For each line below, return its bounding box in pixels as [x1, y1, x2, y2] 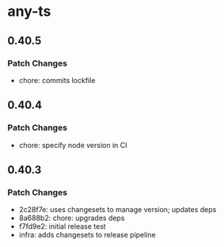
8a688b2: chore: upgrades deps [18, 213, 125, 223]
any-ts [7, 2, 51, 21]
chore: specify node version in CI [18, 140, 127, 150]
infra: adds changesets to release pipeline [18, 230, 156, 240]
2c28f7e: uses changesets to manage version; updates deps [18, 205, 217, 215]
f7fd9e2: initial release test [18, 222, 106, 231]
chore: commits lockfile [18, 75, 96, 85]
